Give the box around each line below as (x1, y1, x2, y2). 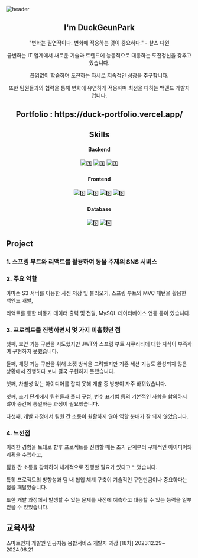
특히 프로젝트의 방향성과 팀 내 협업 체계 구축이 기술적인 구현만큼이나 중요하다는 (6, 476, 188, 483)
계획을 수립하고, (6, 451, 43, 458)
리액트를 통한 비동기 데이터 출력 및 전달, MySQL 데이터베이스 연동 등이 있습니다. (6, 309, 191, 316)
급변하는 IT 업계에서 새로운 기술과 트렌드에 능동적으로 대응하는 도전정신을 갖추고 (7, 52, 192, 59)
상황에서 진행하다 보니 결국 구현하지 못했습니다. (6, 368, 115, 375)
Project (6, 239, 34, 249)
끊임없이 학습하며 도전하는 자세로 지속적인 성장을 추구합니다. (30, 72, 169, 79)
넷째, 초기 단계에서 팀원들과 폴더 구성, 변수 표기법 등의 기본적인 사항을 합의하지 (6, 393, 187, 400)
